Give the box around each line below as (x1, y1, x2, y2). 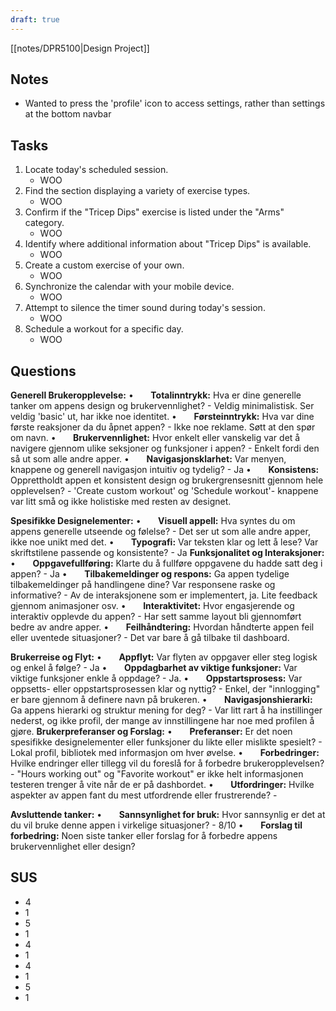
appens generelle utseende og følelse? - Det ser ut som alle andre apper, (10, 526, 311, 538)
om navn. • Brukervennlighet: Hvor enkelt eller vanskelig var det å (10, 432, 301, 444)
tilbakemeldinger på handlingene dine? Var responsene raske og (10, 579, 276, 591)
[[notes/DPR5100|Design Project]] (10, 42, 150, 54)
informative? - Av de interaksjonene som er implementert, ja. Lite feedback (10, 589, 318, 601)
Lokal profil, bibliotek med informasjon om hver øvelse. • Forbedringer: (10, 747, 320, 759)
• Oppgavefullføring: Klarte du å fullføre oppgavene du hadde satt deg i (10, 557, 323, 570)
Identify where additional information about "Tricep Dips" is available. (24, 238, 312, 250)
